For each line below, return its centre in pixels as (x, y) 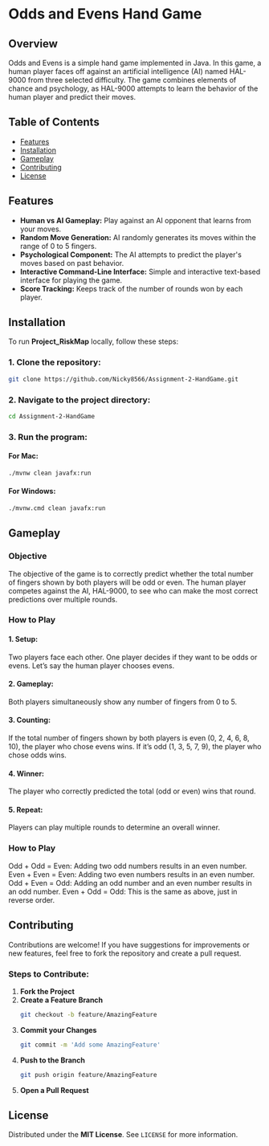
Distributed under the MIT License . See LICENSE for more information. (123, 1135)
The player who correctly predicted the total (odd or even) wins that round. (132, 791)
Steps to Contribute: (49, 974)
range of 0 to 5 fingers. (58, 246)
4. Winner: (26, 773)
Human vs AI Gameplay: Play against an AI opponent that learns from (135, 220)
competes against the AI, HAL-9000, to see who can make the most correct (133, 590)
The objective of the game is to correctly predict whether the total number (131, 573)
